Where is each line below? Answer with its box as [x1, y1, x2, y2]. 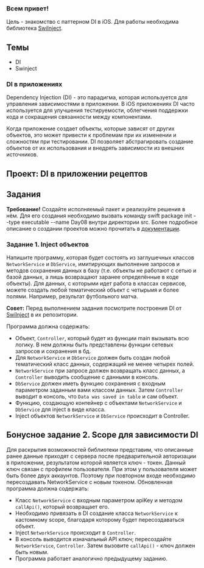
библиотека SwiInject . [6, 24, 63, 32]
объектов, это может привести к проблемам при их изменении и [6, 131, 177, 139]
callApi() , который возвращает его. [15, 503, 110, 510]
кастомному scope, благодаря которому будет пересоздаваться [15, 516, 185, 523]
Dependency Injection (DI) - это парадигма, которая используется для [6, 94, 188, 101]
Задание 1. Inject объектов [6, 240, 90, 248]
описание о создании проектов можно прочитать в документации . [6, 225, 181, 232]
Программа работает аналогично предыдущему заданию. [15, 555, 168, 562]
